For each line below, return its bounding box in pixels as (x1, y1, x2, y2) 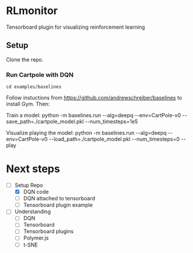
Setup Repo (14, 182, 43, 189)
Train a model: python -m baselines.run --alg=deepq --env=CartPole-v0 (6, 112, 181, 119)
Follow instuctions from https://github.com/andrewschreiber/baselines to (6, 94, 182, 101)
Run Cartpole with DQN (6, 70, 74, 78)
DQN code (23, 189, 49, 196)
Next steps (6, 162, 60, 176)
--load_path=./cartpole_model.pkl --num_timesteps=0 (49, 136, 180, 143)
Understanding (14, 208, 51, 215)
